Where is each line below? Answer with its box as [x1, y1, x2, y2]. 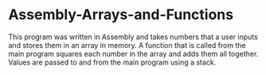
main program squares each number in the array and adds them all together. [8, 49, 259, 58]
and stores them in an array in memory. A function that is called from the [8, 40, 246, 49]
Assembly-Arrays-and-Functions [8, 6, 233, 24]
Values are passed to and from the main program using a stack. [8, 57, 217, 67]
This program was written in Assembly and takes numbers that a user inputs [8, 32, 259, 41]
